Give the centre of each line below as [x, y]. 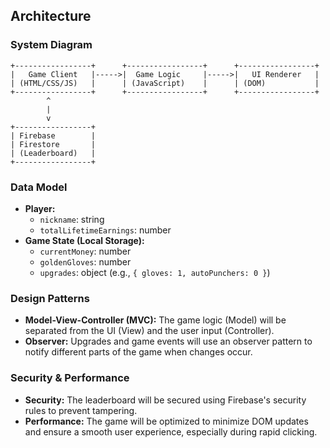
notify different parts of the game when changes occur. [138, 352]
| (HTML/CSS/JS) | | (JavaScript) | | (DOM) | [165, 83]
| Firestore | [53, 144]
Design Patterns [50, 298]
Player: [40, 208]
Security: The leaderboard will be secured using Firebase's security [165, 400]
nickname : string [72, 219]
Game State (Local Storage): [84, 240]
